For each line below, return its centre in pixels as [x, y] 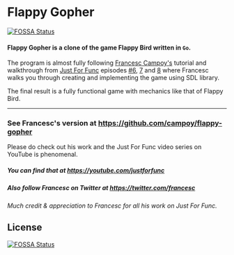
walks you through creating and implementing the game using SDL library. [113, 78]
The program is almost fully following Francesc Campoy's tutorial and [107, 63]
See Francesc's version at [52, 123]
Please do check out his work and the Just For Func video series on [104, 147]
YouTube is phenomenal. [42, 155]
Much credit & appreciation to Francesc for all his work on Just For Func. [112, 206]
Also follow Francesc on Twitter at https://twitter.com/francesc [101, 188]
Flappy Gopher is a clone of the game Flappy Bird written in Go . [99, 47]
